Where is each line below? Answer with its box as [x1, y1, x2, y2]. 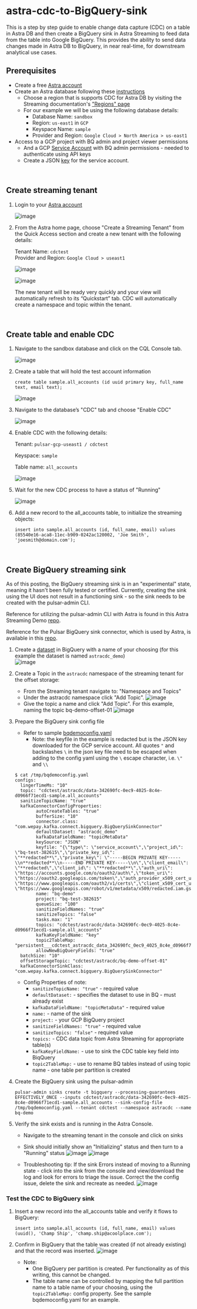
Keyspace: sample [14, 452, 58, 459]
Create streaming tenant [6, 185, 98, 195]
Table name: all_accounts [14, 463, 78, 470]
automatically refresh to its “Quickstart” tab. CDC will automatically [14, 294, 177, 302]
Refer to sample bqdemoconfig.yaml [23, 729, 112, 737]
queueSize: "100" [36, 901, 78, 907]
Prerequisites [6, 66, 56, 76]
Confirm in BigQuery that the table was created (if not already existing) [14, 1241, 186, 1248]
